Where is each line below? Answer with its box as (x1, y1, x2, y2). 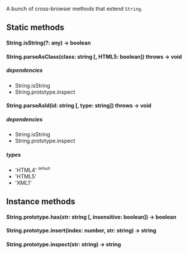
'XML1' (14, 179, 32, 186)
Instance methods (6, 196, 75, 207)
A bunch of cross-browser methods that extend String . (6, 5, 143, 12)
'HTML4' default (14, 166, 51, 174)
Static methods (6, 22, 65, 32)
